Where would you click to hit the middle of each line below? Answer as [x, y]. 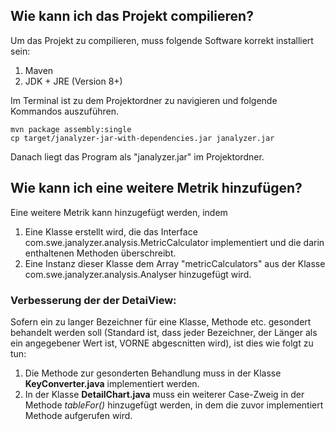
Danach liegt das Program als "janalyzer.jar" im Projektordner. [137, 156]
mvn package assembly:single [71, 129]
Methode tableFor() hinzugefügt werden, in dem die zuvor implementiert [174, 405]
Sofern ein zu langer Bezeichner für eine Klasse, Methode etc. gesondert [161, 321]
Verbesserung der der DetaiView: [93, 300]
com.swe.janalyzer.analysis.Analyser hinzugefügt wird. [138, 274]
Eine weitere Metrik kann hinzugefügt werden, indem [119, 212]
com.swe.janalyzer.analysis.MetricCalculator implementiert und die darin [174, 242]
